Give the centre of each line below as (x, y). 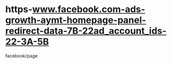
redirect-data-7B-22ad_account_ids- (86, 31)
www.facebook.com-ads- (89, 9)
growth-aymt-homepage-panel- (76, 20)
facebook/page (22, 56)
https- (19, 9)
